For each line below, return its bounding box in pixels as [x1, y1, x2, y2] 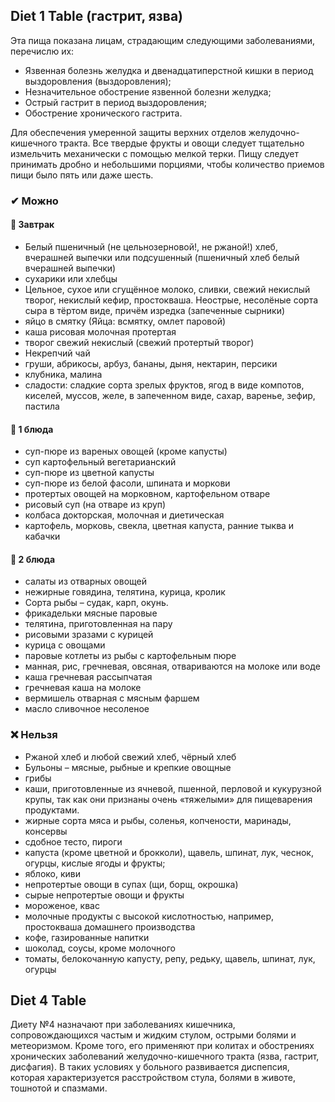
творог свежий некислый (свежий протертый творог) [24, 336, 255, 348]
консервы [24, 825, 68, 837]
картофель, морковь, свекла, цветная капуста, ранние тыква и [24, 520, 295, 532]
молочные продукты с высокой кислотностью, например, [24, 910, 275, 922]
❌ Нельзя [10, 728, 58, 742]
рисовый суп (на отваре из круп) [24, 499, 167, 511]
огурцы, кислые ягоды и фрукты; [24, 857, 166, 869]
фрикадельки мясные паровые [24, 607, 158, 619]
